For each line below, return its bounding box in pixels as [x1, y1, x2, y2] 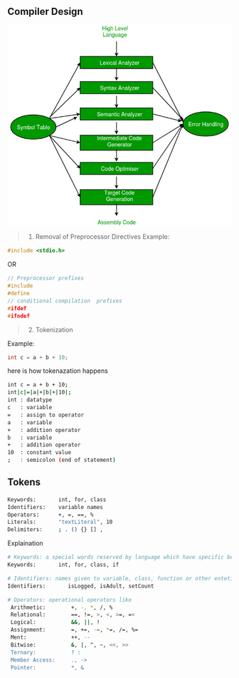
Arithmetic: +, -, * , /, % [10, 604, 113, 611]
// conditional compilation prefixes [7, 297, 122, 304]
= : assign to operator [7, 411, 84, 418]
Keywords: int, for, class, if [7, 561, 119, 569]
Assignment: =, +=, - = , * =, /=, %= [10, 627, 139, 634]
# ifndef [7, 312, 31, 319]
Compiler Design [7, 6, 83, 18]
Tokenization [35, 325, 73, 334]
